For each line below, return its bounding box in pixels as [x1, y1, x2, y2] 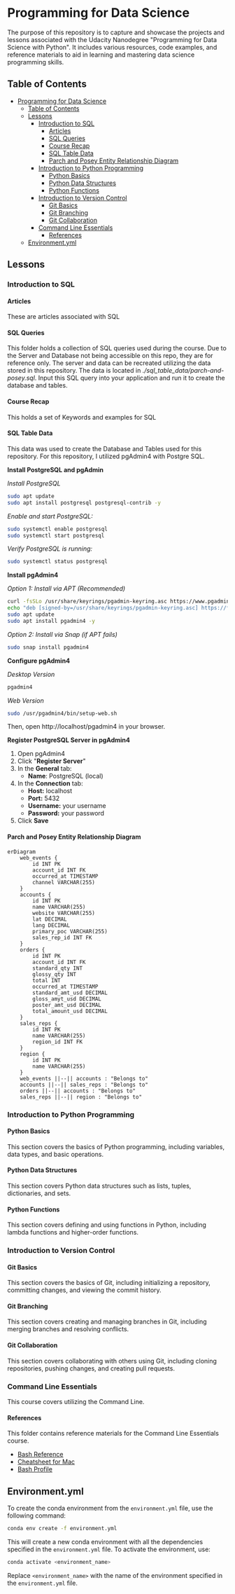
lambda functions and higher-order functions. [7, 1228, 138, 1237]
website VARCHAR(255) [32, 909, 96, 916]
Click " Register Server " [17, 757, 86, 765]
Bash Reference [17, 1450, 64, 1459]
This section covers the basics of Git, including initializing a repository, [7, 1279, 211, 1287]
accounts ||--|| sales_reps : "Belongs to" [20, 1081, 149, 1088]
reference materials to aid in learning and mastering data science [7, 50, 195, 59]
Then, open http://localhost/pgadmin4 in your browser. [7, 722, 166, 731]
